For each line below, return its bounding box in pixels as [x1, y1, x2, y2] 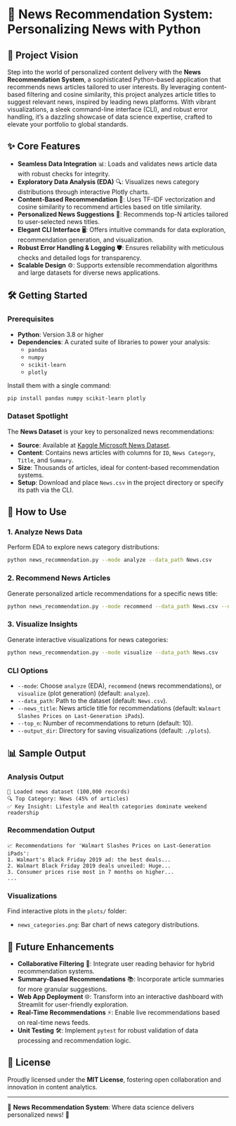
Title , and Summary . [17, 456, 74, 464]
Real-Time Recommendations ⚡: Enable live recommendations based [17, 1008, 220, 1016]
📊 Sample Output [7, 747, 86, 759]
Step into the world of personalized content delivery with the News [7, 68, 202, 76]
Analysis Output [7, 772, 65, 782]
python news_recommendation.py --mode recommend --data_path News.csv [7, 603, 218, 610]
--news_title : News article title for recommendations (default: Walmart [17, 704, 221, 712]
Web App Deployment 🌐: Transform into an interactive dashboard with [17, 992, 223, 1000]
